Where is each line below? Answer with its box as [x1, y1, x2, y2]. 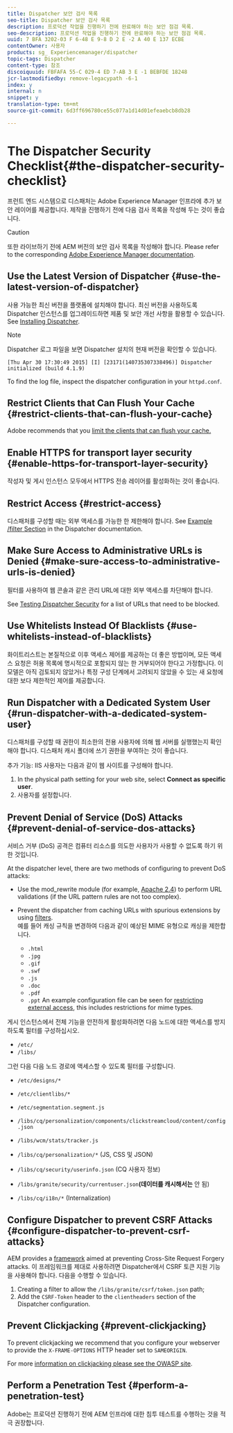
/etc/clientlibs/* [17, 1091, 71, 1098]
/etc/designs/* [17, 1078, 62, 1084]
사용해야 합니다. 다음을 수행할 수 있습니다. [14, 1271, 128, 1279]
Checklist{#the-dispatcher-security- [7, 158, 225, 174]
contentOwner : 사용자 [7, 42, 66, 49]
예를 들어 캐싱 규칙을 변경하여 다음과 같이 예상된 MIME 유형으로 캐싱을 [17, 922, 208, 930]
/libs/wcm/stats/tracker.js [17, 1137, 98, 1144]
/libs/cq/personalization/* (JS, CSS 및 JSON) [17, 1151, 154, 1159]
